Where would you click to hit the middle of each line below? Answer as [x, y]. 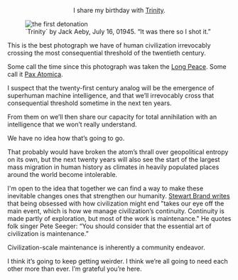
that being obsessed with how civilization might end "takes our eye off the [116, 203]
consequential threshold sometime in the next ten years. [90, 103]
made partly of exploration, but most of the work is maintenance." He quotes [119, 219]
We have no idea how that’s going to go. [66, 138]
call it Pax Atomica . [35, 74]
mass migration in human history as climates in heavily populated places [113, 167]
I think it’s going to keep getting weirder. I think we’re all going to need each [118, 261]
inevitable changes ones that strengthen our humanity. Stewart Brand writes [119, 196]
